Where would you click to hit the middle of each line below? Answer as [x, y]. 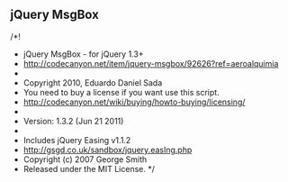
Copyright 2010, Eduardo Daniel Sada [93, 82]
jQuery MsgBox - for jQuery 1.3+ [83, 54]
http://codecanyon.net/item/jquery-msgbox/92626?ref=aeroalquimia [151, 63]
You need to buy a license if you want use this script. [121, 92]
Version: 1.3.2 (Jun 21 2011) [73, 121]
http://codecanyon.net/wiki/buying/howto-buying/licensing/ [134, 102]
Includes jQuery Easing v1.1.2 [77, 140]
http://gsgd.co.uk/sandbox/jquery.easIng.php [108, 150]
